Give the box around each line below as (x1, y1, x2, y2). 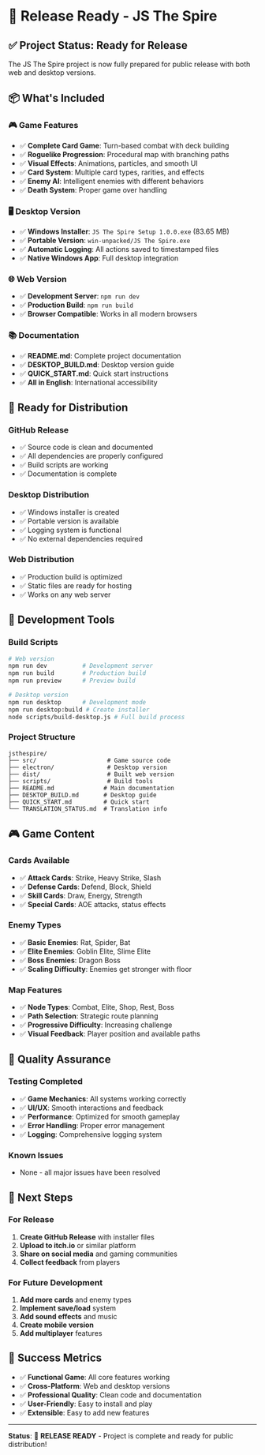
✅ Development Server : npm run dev (19, 291, 140, 301)
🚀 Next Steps (8, 1191, 73, 1204)
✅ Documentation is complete (19, 469, 118, 478)
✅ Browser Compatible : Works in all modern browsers (19, 309, 198, 319)
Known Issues (8, 1149, 64, 1161)
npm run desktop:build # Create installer (8, 706, 150, 714)
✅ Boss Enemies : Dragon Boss (19, 955, 121, 965)
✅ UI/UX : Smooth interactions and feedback (19, 1103, 164, 1112)
